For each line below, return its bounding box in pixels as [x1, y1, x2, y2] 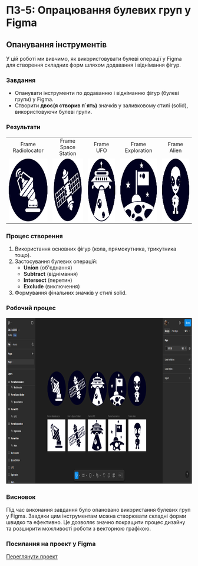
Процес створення [6, 232, 63, 241]
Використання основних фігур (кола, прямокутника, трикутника [14, 245, 177, 252]
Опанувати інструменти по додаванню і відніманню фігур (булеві [14, 90, 180, 97]
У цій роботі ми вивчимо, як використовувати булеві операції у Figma [6, 55, 182, 62]
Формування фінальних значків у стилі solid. [14, 289, 127, 297]
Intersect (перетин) [23, 277, 72, 284]
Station [58, 150, 77, 157]
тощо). [14, 252, 31, 259]
